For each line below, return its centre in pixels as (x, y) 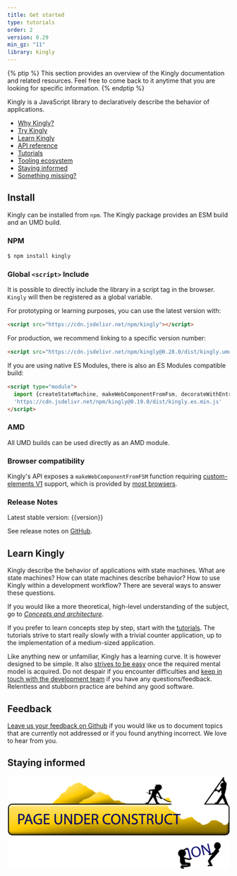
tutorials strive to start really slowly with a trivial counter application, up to (115, 635)
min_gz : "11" (26, 45)
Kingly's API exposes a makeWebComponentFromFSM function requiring (105, 476)
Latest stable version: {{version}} (55, 517)
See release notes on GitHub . (50, 531)
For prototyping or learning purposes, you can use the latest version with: (114, 311)
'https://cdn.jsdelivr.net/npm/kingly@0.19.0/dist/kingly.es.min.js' (118, 402)
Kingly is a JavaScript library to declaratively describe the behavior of (109, 102)
